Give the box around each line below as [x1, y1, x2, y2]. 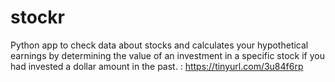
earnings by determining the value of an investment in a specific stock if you [10, 49, 325, 61]
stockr [10, 6, 65, 29]
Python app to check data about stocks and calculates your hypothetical [10, 39, 309, 51]
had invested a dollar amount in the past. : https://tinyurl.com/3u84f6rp [10, 60, 304, 72]
